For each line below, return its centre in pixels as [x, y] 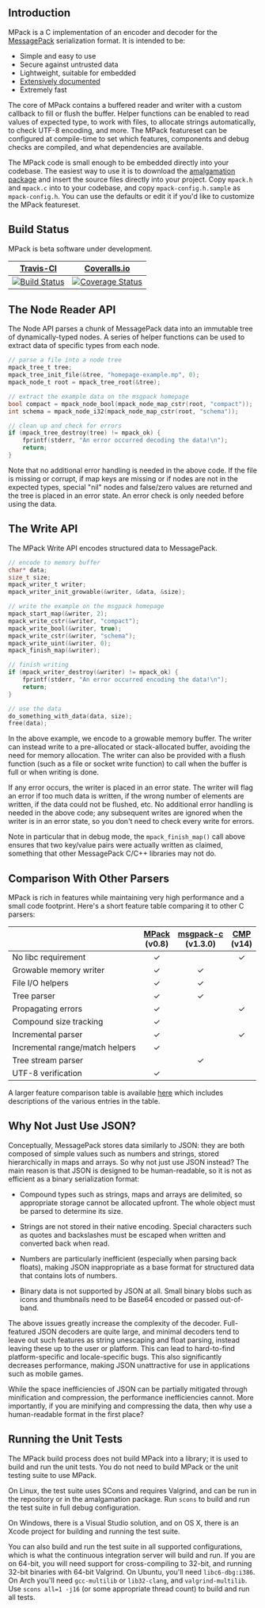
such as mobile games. [46, 1373]
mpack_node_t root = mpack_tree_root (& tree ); [84, 383]
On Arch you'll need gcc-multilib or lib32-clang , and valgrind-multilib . [128, 1580]
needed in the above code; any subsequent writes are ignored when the [125, 813]
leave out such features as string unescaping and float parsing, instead [124, 1340]
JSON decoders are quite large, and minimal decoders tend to [138, 1331]
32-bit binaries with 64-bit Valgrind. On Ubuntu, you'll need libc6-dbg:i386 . [132, 1572]
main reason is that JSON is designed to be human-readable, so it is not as [130, 1170]
